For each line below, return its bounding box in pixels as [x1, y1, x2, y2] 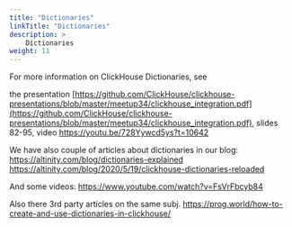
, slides [251, 118, 279, 129]
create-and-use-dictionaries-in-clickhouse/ [9, 208, 172, 219]
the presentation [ [9, 89, 75, 100]
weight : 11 [9, 47, 50, 56]
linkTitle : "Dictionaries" [9, 22, 111, 31]
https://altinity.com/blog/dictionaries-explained [9, 154, 184, 165]
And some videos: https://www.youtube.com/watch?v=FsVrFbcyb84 [9, 181, 263, 192]
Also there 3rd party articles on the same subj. [9, 199, 181, 210]
